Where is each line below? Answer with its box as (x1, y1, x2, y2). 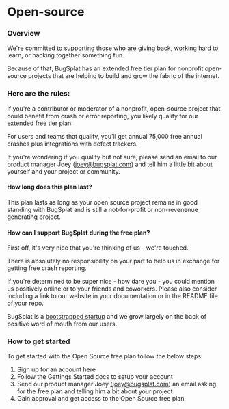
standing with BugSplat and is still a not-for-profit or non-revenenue (7, 205, 198, 213)
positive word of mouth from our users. (7, 319, 118, 328)
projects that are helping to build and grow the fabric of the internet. (28, 72, 220, 80)
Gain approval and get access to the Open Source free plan (16, 395, 185, 403)
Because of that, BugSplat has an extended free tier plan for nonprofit (7, 64, 204, 72)
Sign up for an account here (16, 365, 96, 373)
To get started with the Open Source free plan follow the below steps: (7, 352, 203, 360)
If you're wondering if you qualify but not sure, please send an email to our (7, 153, 217, 161)
